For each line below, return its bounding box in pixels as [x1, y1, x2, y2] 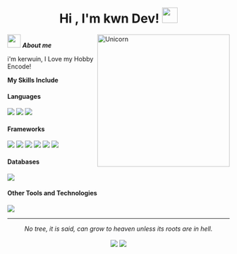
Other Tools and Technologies [7, 189, 97, 198]
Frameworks [7, 124, 45, 133]
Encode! [7, 62, 32, 71]
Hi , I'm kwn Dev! [59, 11, 160, 27]
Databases [7, 157, 40, 166]
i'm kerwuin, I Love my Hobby [7, 54, 94, 63]
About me [22, 41, 52, 49]
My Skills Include [7, 75, 59, 84]
